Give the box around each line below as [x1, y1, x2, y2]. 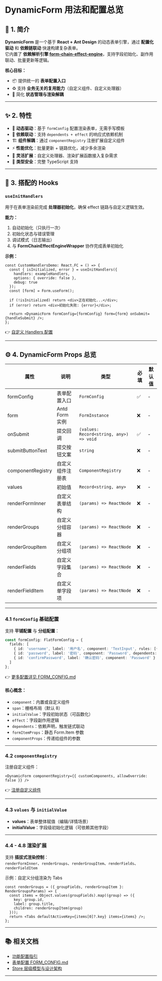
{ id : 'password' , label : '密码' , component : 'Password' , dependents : [13, 651, 157, 656]
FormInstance [79, 413, 109, 418]
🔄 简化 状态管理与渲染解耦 [12, 92, 64, 97]
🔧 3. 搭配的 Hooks [5, 179, 59, 187]
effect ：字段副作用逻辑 [12, 717, 59, 723]
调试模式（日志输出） [12, 237, 54, 242]
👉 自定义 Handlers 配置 [5, 329, 53, 335]
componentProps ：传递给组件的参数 [12, 735, 81, 741]
